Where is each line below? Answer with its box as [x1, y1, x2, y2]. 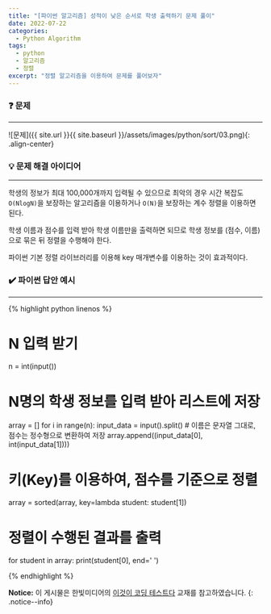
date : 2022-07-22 [8, 19, 67, 27]
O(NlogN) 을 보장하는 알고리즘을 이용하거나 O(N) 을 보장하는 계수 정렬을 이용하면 [8, 198, 256, 208]
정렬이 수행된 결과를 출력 [8, 528, 162, 547]
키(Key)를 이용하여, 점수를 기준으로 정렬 [8, 470, 258, 489]
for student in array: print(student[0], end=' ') [8, 556, 159, 566]
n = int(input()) [8, 361, 57, 371]
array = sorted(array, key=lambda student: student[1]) [8, 498, 187, 507]
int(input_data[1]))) [8, 440, 70, 449]
